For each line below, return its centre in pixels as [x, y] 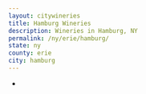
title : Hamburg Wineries [50, 23]
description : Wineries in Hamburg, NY [73, 31]
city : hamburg [32, 61]
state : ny [25, 46]
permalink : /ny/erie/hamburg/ [59, 38]
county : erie [30, 53]
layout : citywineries [45, 16]
